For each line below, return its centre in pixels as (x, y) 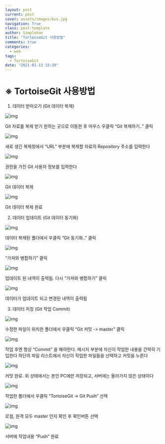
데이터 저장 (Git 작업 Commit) (41, 309)
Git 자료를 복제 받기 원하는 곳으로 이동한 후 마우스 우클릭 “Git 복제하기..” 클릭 (79, 126)
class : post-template (27, 28)
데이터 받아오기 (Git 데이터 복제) (43, 106)
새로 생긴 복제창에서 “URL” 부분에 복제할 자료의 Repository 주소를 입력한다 (78, 147)
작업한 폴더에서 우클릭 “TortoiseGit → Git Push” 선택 (56, 396)
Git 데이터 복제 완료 (24, 207)
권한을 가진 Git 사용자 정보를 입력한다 (41, 167)
